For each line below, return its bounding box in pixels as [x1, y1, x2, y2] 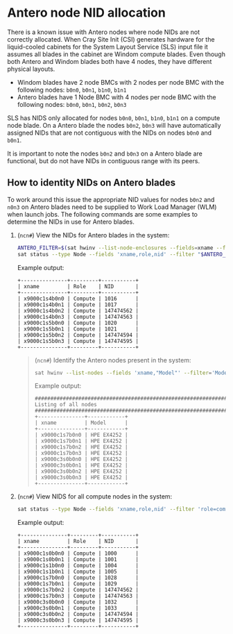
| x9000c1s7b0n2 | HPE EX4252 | [34, 444, 128, 451]
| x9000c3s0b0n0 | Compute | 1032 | [17, 599, 139, 606]
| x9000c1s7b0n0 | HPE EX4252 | [34, 432, 128, 439]
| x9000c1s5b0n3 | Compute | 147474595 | [17, 337, 139, 344]
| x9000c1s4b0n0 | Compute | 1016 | [17, 295, 139, 302]
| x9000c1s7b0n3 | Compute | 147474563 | [17, 592, 139, 600]
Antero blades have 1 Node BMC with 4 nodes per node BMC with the [17, 92, 216, 101]
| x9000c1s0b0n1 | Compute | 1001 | [17, 556, 139, 563]
